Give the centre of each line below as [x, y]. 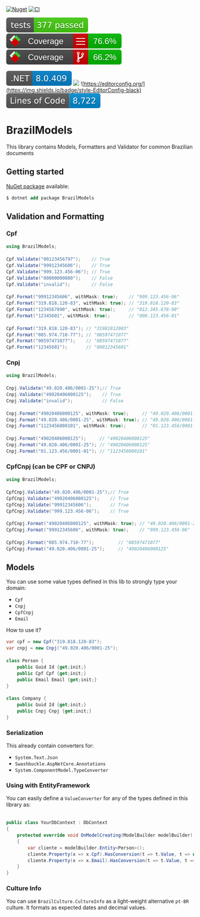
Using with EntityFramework [48, 786]
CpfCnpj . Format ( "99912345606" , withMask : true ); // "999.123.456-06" [98, 530]
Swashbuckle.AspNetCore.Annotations [60, 764]
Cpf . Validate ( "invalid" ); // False [60, 284]
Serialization [25, 733]
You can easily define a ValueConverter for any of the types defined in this [97, 798]
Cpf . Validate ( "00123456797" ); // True [58, 260]
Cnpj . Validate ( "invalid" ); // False [65, 401]
